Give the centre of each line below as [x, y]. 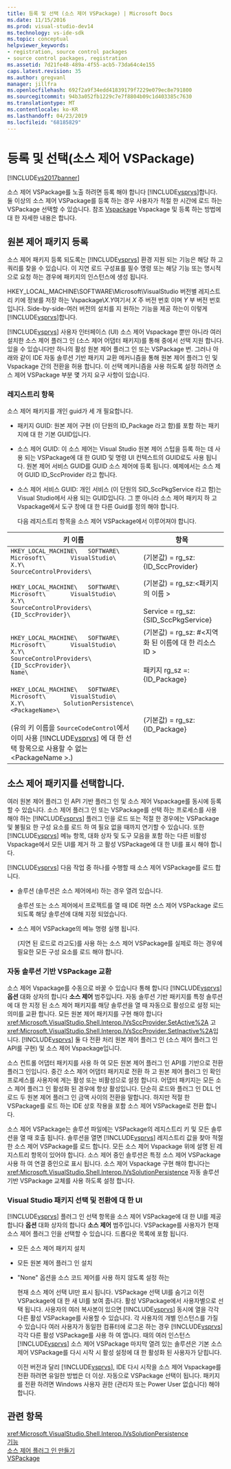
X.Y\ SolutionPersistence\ [72, 703]
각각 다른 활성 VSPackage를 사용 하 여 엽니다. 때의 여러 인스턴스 [104, 1335]
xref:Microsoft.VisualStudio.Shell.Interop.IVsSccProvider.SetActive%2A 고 [112, 1022]
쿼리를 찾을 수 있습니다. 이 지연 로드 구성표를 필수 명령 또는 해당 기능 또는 [105, 268]
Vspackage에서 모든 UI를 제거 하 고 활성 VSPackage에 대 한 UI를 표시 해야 [108, 845]
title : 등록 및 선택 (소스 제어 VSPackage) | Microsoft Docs [90, 13]
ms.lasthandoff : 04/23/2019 [47, 116]
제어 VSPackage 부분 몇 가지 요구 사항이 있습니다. [82, 375]
